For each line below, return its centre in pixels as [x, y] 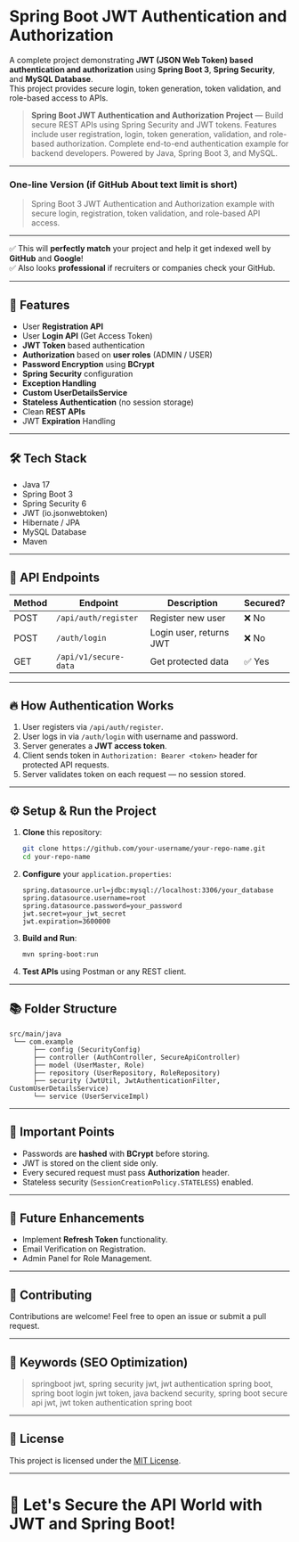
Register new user [188, 618]
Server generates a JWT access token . [94, 746]
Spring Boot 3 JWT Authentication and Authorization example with [153, 204]
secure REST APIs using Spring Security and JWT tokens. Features [154, 124]
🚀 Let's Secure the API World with [136, 1505]
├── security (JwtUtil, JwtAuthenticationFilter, [126, 1080]
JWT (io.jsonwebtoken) [65, 513]
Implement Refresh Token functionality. [95, 1240]
